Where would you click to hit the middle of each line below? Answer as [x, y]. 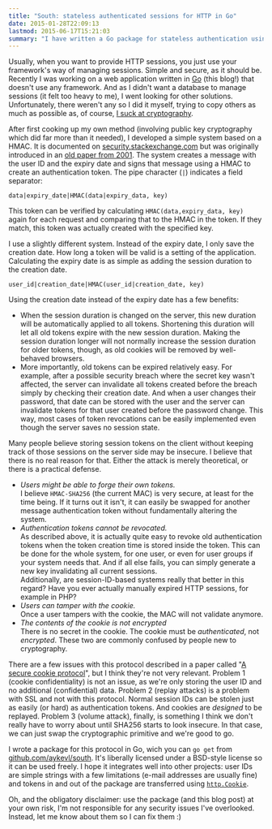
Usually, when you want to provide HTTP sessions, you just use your [123, 62]
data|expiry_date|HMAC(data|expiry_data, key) [88, 196]
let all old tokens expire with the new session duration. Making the [130, 333]
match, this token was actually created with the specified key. [111, 228]
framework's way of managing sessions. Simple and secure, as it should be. [135, 71]
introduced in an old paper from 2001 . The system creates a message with [132, 155]
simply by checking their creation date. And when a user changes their [138, 393]
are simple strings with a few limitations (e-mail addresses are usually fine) [133, 775]
